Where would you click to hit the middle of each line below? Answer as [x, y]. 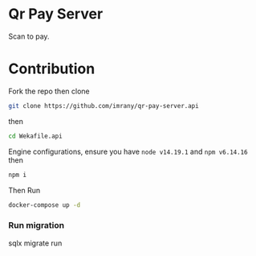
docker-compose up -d [45, 205]
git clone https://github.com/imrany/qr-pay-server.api [104, 105]
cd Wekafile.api [35, 136]
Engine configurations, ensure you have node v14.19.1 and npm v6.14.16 [128, 151]
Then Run [24, 190]
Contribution [52, 69]
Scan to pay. [29, 36]
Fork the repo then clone [49, 91]
